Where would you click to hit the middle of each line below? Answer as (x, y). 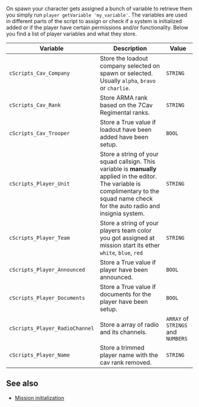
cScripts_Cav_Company (39, 73)
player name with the (129, 355)
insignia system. (122, 213)
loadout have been (126, 130)
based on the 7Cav (126, 105)
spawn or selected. (126, 73)
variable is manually (128, 169)
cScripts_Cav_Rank (35, 105)
